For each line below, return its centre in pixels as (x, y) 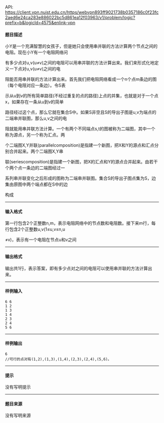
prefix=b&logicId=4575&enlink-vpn (40, 22)
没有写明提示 (18, 387)
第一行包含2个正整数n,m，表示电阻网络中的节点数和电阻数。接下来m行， (78, 223)
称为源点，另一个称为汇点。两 (35, 135)
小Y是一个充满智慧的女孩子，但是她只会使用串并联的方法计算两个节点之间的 (81, 46)
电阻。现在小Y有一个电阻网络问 (37, 52)
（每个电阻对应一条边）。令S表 (35, 86)
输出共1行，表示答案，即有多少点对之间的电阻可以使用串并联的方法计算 (76, 268)
